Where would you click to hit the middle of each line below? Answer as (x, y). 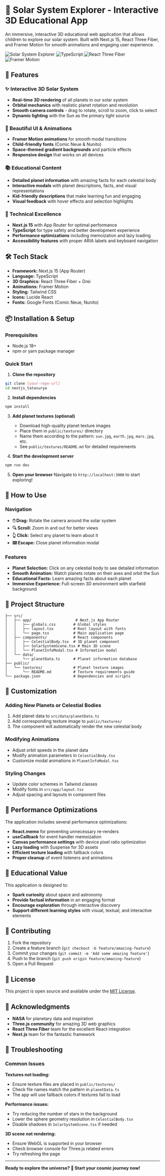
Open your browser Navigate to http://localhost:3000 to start (76, 474)
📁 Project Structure (35, 604)
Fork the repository (32, 943)
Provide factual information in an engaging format (64, 900)
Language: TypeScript (35, 276)
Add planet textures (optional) (43, 416)
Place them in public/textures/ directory (61, 430)
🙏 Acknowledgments (38, 1007)
